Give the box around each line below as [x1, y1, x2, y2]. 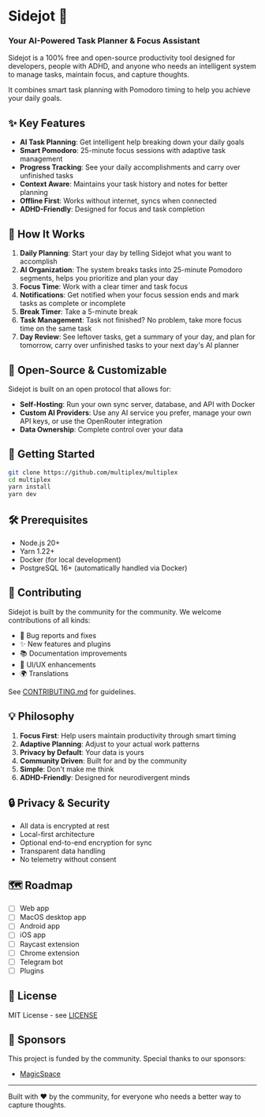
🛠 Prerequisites [8, 513, 88, 527]
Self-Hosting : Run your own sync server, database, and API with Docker [19, 399, 256, 409]
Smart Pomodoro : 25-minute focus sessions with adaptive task [19, 146, 226, 155]
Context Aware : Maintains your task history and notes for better [19, 179, 229, 189]
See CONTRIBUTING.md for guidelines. [8, 686, 136, 697]
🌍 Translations [19, 668, 69, 678]
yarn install [8, 483, 51, 491]
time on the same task [19, 323, 92, 334]
